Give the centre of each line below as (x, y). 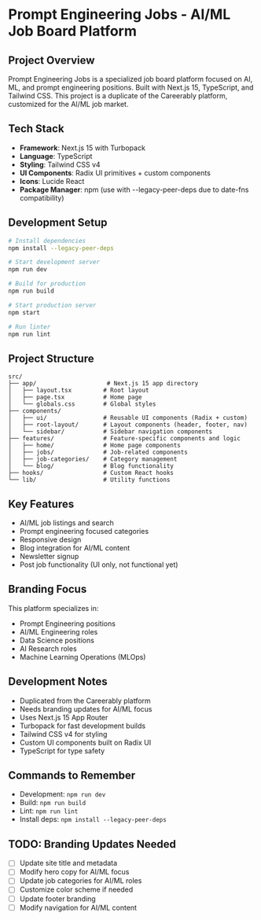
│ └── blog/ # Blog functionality (91, 466)
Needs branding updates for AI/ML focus (86, 708)
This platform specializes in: (53, 608)
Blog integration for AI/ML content (75, 548)
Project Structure (51, 358)
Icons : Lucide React (52, 181)
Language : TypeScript (56, 156)
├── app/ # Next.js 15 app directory (103, 384)
